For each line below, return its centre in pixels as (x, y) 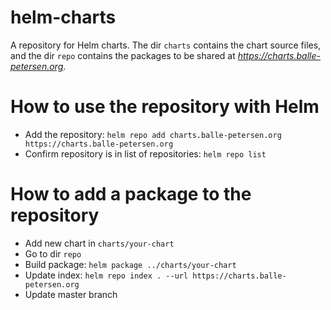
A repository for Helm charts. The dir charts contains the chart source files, (166, 45)
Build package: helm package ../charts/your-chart (130, 264)
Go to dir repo (53, 253)
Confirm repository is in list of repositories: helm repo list (145, 153)
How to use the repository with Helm (165, 107)
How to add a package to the (131, 194)
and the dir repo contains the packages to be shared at (123, 55)
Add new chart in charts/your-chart (99, 243)
